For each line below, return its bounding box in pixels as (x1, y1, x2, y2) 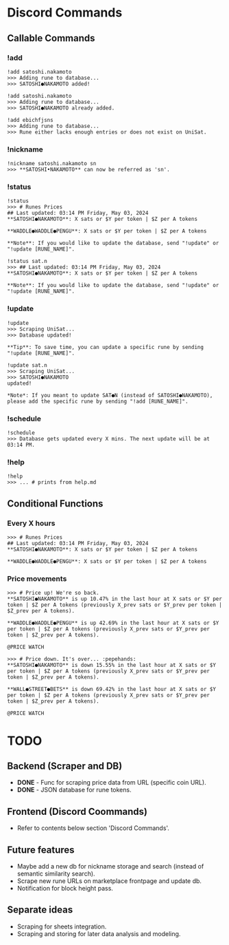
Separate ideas (7, 904, 73, 916)
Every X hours (7, 518, 56, 528)
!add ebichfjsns (7, 116, 53, 123)
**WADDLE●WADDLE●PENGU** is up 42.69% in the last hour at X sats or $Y (7, 619, 219, 627)
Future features (7, 844, 75, 856)
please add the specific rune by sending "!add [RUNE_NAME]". (7, 398, 189, 405)
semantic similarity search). (16, 869, 95, 878)
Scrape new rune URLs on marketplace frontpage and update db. (16, 876, 202, 885)
